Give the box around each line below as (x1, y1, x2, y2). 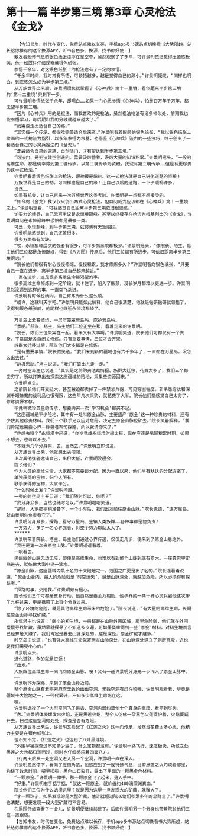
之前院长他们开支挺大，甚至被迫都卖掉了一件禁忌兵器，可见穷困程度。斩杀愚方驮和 (14, 386, 186, 392)
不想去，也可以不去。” (6, 437, 51, 443)
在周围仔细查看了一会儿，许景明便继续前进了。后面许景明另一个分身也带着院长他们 (14, 806, 186, 812)
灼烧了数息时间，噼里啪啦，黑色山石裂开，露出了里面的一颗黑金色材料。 (6, 768, 156, 774)
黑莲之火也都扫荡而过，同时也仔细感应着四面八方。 (6, 749, 112, 755)
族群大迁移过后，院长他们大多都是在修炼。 (14, 342, 102, 348)
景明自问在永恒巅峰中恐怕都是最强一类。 (6, 217, 90, 223)
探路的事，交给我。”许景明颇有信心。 (17, 587, 92, 592)
